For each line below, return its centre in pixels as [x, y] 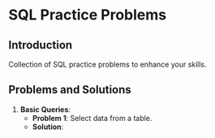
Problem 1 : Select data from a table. [92, 118]
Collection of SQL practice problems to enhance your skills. [107, 64]
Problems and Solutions [70, 90]
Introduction [41, 45]
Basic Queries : [45, 109]
